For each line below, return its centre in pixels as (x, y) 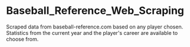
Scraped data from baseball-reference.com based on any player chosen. (95, 27)
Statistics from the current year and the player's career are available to (92, 32)
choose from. (22, 39)
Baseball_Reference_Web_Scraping (95, 11)
